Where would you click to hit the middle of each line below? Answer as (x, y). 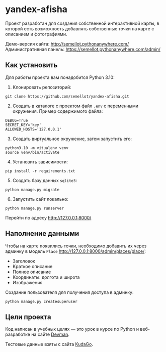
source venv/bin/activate (32, 152)
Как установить (31, 65)
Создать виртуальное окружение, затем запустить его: (72, 139)
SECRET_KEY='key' (23, 125)
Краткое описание (32, 266)
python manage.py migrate (32, 190)
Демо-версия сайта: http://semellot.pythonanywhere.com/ (67, 43)
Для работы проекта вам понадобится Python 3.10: (60, 77)
